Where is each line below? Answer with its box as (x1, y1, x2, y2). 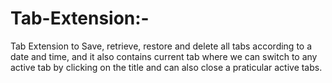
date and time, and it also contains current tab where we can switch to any (10, 50, 318, 62)
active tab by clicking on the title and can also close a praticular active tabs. (10, 61, 323, 73)
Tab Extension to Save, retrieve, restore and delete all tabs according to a (10, 40, 313, 52)
